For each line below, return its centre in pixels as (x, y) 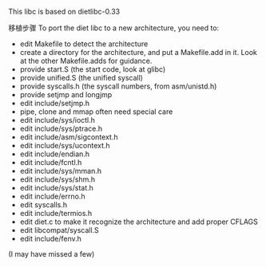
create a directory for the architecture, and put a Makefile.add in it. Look (139, 52)
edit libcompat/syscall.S (60, 230)
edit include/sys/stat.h (57, 188)
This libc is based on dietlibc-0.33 (64, 12)
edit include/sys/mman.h (61, 171)
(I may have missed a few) (52, 254)
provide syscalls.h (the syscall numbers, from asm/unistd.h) (118, 86)
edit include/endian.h (55, 154)
